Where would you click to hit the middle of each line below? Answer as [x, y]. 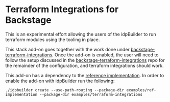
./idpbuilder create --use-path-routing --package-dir [65, 90]
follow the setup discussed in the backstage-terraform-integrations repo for [85, 60]
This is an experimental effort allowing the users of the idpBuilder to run [81, 34]
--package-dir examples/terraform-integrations [91, 94]
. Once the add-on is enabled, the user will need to [105, 55]
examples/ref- [141, 90]
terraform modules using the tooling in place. [53, 40]
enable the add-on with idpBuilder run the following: [60, 81]
